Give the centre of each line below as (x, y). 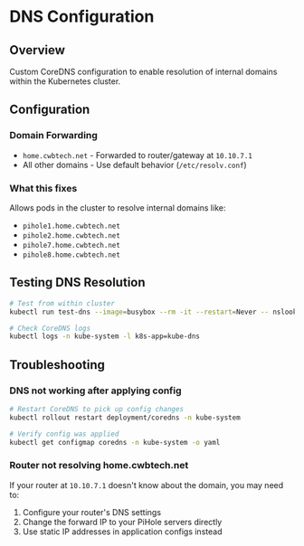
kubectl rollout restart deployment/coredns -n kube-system (125, 418)
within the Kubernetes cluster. (65, 81)
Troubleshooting (57, 365)
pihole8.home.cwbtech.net (71, 255)
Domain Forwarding (53, 136)
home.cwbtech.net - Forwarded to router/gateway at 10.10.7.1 (138, 155)
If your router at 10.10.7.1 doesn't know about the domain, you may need (147, 485)
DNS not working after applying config (96, 391)
